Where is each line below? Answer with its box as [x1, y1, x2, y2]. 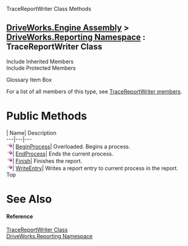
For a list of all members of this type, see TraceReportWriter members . [6, 87, 183, 95]
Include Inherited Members [6, 58, 74, 65]
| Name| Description [6, 129, 56, 136]
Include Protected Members [6, 64, 76, 72]
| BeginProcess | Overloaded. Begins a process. [12, 143, 130, 150]
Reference [6, 213, 33, 220]
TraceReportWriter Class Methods [6, 5, 92, 12]
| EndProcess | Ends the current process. [12, 150, 114, 157]
